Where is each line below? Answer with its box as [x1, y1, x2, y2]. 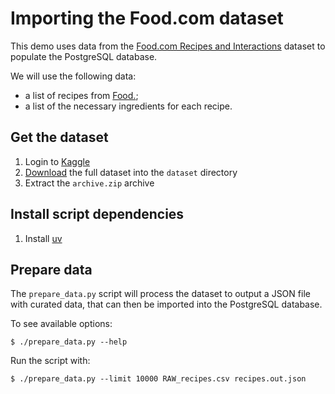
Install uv [24, 232, 63, 244]
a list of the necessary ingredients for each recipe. [24, 100, 233, 112]
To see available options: [10, 318, 113, 330]
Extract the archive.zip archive [24, 177, 155, 189]
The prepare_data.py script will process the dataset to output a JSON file [10, 288, 311, 300]
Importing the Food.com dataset [10, 7, 284, 30]
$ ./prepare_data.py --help [10, 337, 128, 347]
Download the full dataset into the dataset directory [24, 166, 238, 178]
